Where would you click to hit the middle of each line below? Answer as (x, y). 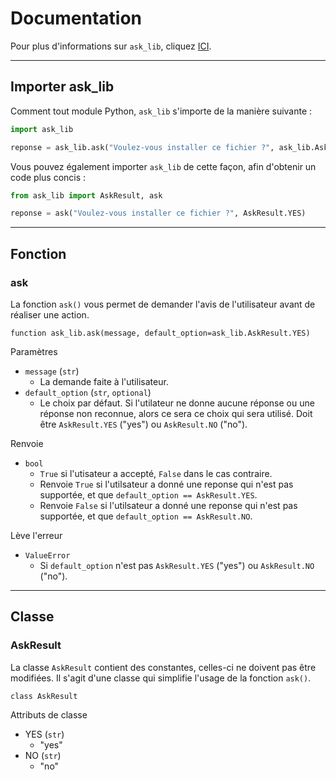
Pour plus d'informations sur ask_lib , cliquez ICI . (111, 46)
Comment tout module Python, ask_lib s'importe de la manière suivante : (161, 111)
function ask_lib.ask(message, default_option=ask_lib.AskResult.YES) (160, 333)
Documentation (76, 18)
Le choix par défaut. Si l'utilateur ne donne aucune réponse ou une (177, 403)
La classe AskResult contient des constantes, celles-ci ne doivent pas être (163, 667)
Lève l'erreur (36, 535)
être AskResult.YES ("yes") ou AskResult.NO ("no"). (143, 424)
